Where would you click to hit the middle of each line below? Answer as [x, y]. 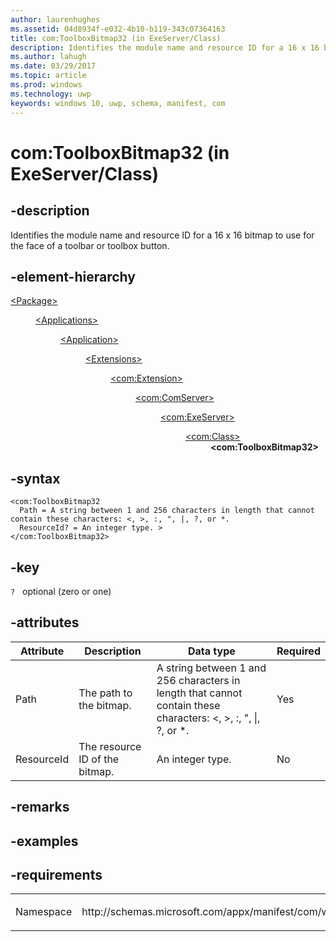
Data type [211, 651]
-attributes [45, 622]
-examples [44, 841]
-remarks [40, 807]
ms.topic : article [48, 76]
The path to [105, 693]
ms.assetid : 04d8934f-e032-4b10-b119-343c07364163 [118, 29]
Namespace [44, 912]
